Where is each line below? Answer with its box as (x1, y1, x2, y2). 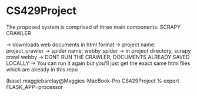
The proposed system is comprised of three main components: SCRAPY (6, 23, 181, 30)
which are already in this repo (6, 66, 78, 73)
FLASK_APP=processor (6, 83, 64, 90)
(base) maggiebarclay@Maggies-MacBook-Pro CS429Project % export (6, 77, 179, 84)
